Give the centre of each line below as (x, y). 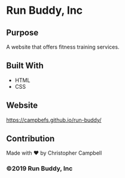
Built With (25, 66)
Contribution (31, 139)
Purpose (22, 33)
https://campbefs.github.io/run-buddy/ (54, 120)
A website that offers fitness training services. (63, 47)
